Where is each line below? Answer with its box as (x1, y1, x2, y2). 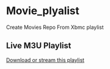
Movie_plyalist (6, 4, 80, 18)
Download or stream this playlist (6, 56, 85, 63)
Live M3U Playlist (6, 41, 72, 51)
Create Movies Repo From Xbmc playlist (6, 24, 104, 31)
